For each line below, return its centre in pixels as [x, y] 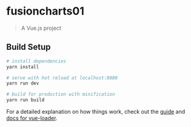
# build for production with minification [61, 94]
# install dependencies [36, 61]
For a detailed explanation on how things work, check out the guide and [96, 112]
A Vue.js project [41, 28]
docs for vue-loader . [32, 118]
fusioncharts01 [45, 11]
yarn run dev [23, 83]
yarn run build [25, 100]
